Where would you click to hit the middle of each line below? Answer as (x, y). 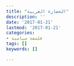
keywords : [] (22, 49)
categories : (20, 33)
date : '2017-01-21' (30, 22)
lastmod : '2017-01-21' (34, 27)
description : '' (26, 17)
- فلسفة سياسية (24, 38)
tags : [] (17, 44)
